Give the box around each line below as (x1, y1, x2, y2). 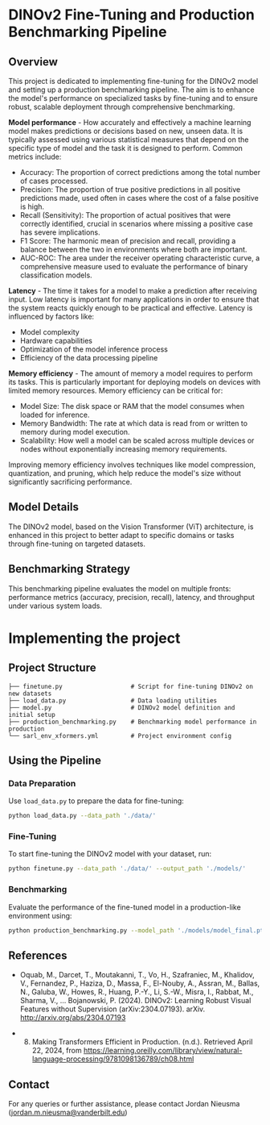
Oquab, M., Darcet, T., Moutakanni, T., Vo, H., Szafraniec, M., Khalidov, (19, 970, 255, 980)
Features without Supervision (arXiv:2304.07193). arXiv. (19, 1004, 206, 1014)
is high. (19, 202, 45, 211)
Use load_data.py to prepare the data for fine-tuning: (8, 796, 185, 806)
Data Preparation (8, 777, 76, 789)
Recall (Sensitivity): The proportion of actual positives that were (19, 210, 231, 219)
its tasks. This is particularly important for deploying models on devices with (8, 377, 261, 386)
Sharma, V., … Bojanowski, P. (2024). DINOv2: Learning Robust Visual (19, 996, 252, 1006)
